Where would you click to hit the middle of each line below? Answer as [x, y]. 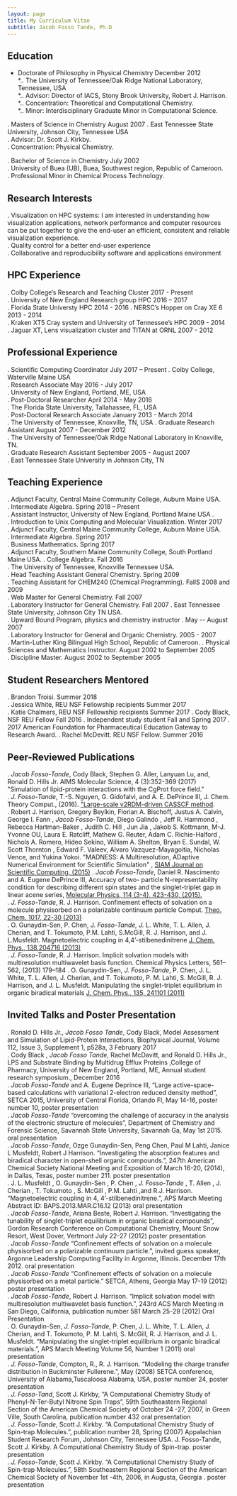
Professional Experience [63, 352]
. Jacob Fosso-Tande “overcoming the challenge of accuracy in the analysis [118, 1115]
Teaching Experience [55, 482]
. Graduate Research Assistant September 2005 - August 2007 [99, 452]
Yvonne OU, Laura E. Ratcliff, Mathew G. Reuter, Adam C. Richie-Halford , [114, 835]
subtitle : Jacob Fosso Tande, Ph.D [60, 27]
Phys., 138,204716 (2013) [44, 947]
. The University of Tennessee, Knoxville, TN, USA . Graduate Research [111, 422]
